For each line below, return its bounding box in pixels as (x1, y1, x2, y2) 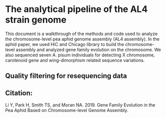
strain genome (5, 14, 67, 25)
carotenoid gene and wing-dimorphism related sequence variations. (5, 57, 145, 63)
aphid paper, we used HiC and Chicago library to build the (5, 41, 125, 47)
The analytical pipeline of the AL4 (5, 3, 148, 15)
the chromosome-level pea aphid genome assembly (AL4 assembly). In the (5, 36, 160, 42)
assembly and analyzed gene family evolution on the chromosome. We (15, 46, 161, 52)
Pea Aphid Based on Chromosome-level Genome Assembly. (5, 107, 129, 113)
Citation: (5, 88, 33, 97)
